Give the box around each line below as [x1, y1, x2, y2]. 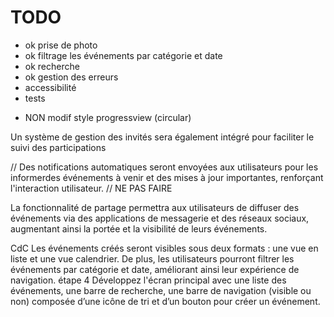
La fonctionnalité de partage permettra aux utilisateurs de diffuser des [10, 201, 300, 213]
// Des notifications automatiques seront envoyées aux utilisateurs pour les [10, 161, 319, 173]
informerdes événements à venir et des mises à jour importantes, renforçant [10, 171, 324, 183]
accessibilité [24, 81, 77, 93]
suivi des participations [10, 141, 107, 153]
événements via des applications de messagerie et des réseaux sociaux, [10, 212, 310, 224]
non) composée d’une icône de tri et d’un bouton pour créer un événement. [10, 295, 321, 307]
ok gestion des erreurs [24, 71, 119, 83]
